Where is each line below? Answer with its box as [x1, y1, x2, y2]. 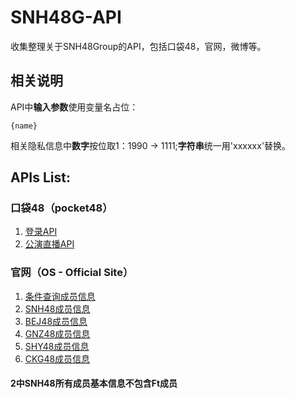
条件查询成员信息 [24, 290, 96, 302]
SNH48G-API [10, 6, 122, 29]
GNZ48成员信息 [24, 327, 91, 340]
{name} [10, 121, 38, 131]
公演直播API [24, 238, 75, 250]
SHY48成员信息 [24, 340, 90, 352]
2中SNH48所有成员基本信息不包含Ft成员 [10, 377, 178, 390]
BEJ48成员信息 [24, 315, 88, 327]
